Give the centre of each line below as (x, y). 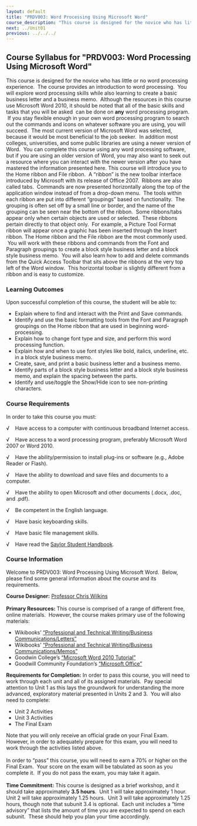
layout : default (26, 11)
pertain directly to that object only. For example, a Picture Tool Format (91, 224)
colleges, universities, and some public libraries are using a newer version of (98, 143)
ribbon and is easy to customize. (45, 274)
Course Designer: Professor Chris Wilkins (57, 596)
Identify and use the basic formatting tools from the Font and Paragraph (101, 320)
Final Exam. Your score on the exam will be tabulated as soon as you (89, 766)
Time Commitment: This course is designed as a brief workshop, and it (93, 785)
